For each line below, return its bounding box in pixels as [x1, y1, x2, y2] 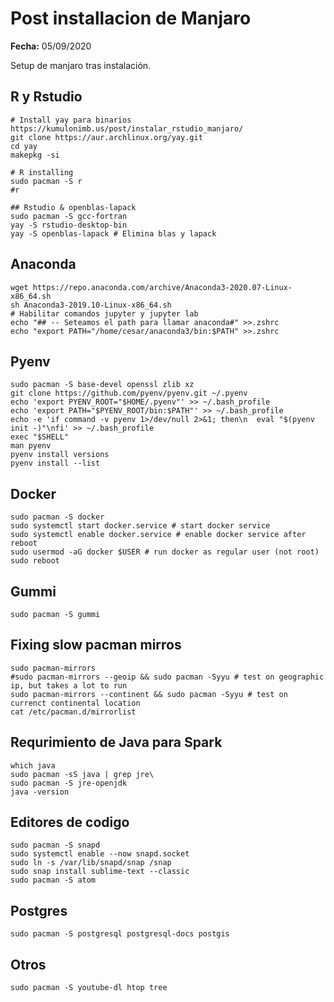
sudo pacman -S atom [10, 875, 97, 886]
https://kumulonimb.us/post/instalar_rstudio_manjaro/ [10, 123, 244, 134]
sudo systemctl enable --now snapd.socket [10, 849, 190, 859]
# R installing [10, 167, 74, 177]
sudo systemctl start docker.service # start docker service [10, 521, 271, 531]
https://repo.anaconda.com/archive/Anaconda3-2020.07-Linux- [32, 282, 293, 292]
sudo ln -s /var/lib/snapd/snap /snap [10, 858, 172, 868]
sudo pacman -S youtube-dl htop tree [10, 983, 168, 993]
